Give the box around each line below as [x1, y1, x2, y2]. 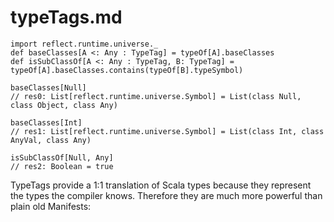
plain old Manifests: [10, 200, 92, 212]
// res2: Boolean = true [10, 161, 114, 171]
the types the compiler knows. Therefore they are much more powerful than [10, 189, 323, 201]
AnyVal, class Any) [10, 135, 92, 145]
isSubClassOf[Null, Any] [10, 152, 114, 163]
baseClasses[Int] [10, 117, 83, 128]
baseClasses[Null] [10, 82, 87, 93]
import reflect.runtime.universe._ [10, 39, 159, 49]
